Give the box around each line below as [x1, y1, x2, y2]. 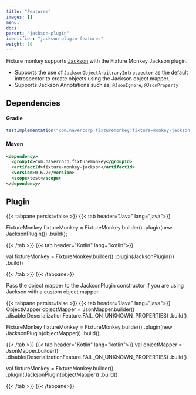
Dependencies [6, 98, 60, 109]
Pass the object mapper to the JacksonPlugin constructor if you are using [6, 282, 184, 289]
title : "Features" [6, 8, 51, 15]
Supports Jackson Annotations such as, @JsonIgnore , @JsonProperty [14, 81, 179, 88]
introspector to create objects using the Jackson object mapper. [14, 75, 170, 82]
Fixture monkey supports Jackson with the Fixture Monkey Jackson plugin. [6, 57, 188, 65]
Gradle [6, 114, 23, 121]
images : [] [6, 14, 33, 20]
